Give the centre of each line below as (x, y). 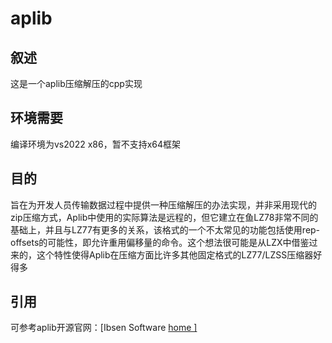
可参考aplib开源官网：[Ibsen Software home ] (104, 328)
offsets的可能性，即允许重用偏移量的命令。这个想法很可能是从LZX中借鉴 (160, 242)
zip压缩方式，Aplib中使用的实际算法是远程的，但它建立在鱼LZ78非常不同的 (164, 217)
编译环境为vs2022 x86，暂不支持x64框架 (95, 144)
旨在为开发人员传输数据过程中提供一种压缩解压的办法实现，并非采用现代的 (163, 204)
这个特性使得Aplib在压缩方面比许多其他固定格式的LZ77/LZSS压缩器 (175, 254)
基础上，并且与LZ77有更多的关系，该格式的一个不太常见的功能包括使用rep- (165, 229)
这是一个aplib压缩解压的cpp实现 (76, 83)
